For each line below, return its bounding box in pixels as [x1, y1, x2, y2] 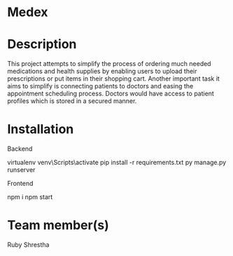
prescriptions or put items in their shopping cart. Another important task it [7, 74, 220, 83]
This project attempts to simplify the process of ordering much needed [7, 60, 211, 68]
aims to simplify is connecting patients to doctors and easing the [7, 82, 194, 90]
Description [7, 36, 77, 53]
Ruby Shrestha [7, 241, 50, 249]
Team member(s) [7, 217, 110, 234]
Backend [7, 144, 33, 153]
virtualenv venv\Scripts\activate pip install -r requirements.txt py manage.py [7, 159, 227, 167]
